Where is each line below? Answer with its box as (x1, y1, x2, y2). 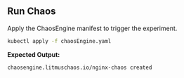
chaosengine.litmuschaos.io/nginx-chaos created (7, 64, 152, 71)
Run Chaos (7, 6, 56, 18)
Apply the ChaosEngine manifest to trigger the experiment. (7, 24, 178, 32)
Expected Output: (7, 50, 60, 58)
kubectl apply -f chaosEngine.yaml (7, 37, 112, 44)
